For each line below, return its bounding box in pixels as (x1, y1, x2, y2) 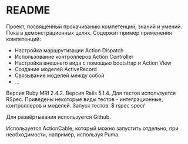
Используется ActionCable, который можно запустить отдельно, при (6, 125, 179, 132)
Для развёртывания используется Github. (6, 113, 112, 120)
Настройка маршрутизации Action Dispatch (14, 46, 124, 53)
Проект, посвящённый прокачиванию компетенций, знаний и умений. (6, 23, 182, 30)
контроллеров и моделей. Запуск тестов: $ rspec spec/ (6, 102, 145, 109)
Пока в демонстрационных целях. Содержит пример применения (6, 29, 172, 36)
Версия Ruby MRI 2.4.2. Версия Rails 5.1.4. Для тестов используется (6, 89, 176, 96)
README (6, 4, 51, 17)
